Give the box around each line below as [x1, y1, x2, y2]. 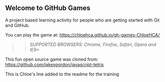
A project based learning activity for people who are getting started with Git [5, 17, 160, 23]
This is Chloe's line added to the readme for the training [5, 71, 119, 77]
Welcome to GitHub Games [5, 4, 90, 12]
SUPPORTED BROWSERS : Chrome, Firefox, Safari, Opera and [29, 41, 157, 47]
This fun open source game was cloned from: [5, 56, 98, 62]
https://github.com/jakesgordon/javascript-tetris [5, 61, 104, 67]
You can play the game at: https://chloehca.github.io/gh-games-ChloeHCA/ [5, 32, 160, 38]
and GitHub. [5, 22, 30, 28]
